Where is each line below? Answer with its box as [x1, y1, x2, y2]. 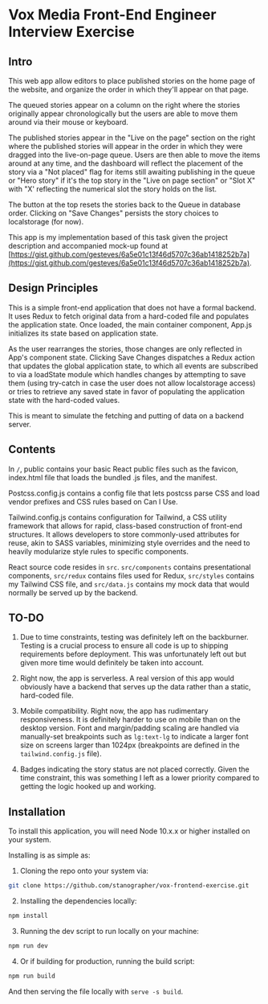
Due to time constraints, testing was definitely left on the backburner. [19, 632, 249, 642]
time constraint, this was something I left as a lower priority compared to [19, 773, 260, 783]
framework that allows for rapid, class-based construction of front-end [8, 521, 243, 530]
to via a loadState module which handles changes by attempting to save [8, 369, 246, 379]
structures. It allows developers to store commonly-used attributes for [8, 529, 240, 539]
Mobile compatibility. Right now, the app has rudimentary [19, 706, 209, 716]
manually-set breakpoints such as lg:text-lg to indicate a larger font [19, 732, 249, 742]
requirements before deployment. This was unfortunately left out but [19, 649, 247, 659]
